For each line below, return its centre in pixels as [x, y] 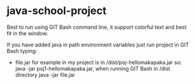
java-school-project [57, 11]
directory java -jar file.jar [45, 75]
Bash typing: [22, 51]
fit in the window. [27, 33]
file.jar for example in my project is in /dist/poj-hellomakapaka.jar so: [98, 62]
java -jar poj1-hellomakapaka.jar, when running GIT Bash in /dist [92, 68]
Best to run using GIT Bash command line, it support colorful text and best [97, 27]
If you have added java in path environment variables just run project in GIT [98, 45]
